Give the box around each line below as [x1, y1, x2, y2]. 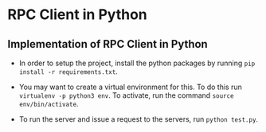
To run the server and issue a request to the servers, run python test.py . [18, 115, 259, 124]
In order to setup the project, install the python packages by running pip [18, 58, 256, 68]
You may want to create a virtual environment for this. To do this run [18, 82, 242, 91]
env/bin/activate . [18, 99, 79, 108]
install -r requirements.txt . [18, 67, 119, 76]
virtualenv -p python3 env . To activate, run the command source [18, 91, 234, 100]
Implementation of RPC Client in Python [7, 37, 208, 51]
